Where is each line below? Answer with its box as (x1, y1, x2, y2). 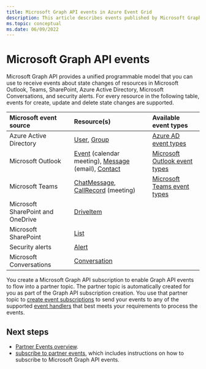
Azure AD (152, 131, 180, 140)
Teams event (152, 182, 189, 191)
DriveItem (74, 208, 102, 216)
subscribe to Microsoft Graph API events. (15, 356, 120, 363)
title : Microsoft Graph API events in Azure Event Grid (6, 9, 152, 15)
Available (152, 114, 180, 122)
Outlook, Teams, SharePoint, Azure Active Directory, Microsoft (6, 86, 164, 93)
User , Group (74, 136, 109, 144)
